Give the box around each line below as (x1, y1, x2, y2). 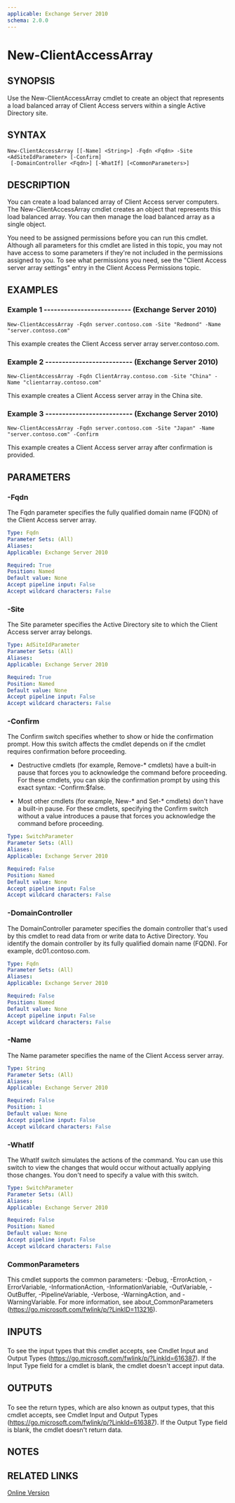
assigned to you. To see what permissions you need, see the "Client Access (7, 256, 227, 264)
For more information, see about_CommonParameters (58, 1298, 214, 1306)
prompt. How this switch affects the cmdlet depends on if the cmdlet (7, 740, 206, 749)
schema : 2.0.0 (7, 17, 49, 24)
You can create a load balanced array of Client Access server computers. (7, 198, 220, 206)
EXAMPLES (7, 284, 58, 296)
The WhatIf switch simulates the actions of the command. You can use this (7, 1156, 223, 1164)
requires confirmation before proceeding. (7, 747, 127, 756)
